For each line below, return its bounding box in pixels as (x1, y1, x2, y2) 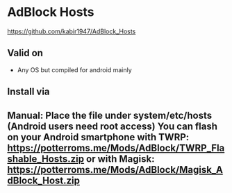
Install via (7, 86, 50, 98)
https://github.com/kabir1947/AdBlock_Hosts (7, 27, 136, 35)
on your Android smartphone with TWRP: (7, 131, 190, 143)
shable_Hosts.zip (7, 153, 85, 165)
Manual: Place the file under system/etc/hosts (7, 109, 213, 121)
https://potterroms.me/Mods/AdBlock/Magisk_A (7, 164, 224, 176)
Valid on (7, 47, 44, 59)
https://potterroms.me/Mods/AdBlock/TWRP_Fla (7, 142, 225, 153)
